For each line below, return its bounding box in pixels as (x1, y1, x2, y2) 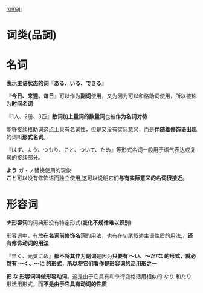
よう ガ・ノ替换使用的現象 (6, 167, 71, 174)
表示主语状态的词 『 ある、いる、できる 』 (6, 79, 107, 87)
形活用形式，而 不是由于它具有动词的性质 (6, 280, 107, 288)
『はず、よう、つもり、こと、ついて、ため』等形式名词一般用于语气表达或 (6, 146, 190, 153)
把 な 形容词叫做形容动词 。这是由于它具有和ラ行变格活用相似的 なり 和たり (6, 273, 192, 280)
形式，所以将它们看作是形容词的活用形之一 (51, 260, 157, 268)
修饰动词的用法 (11, 240, 49, 247)
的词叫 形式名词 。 (6, 133, 49, 141)
